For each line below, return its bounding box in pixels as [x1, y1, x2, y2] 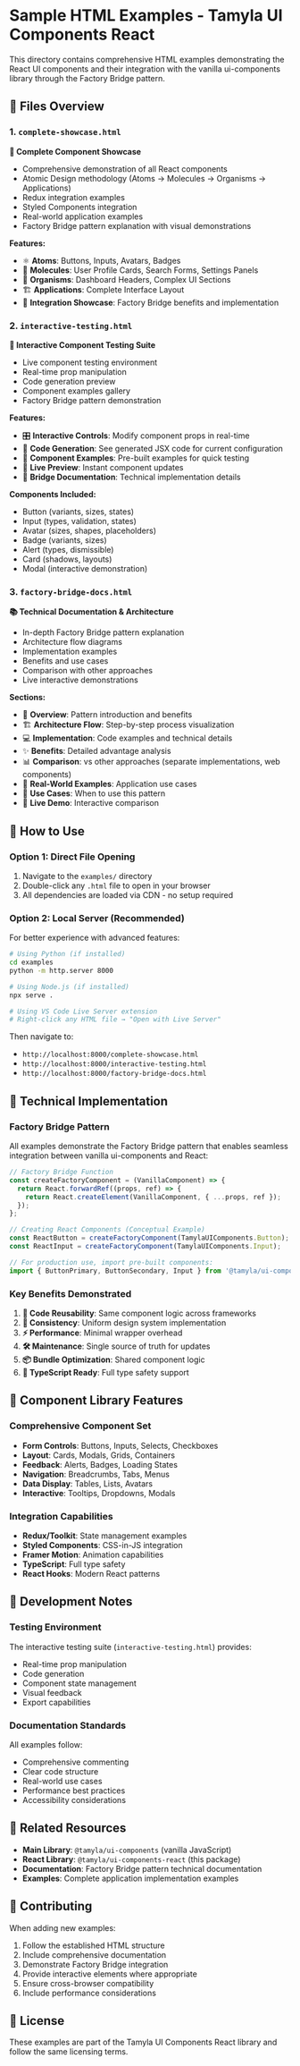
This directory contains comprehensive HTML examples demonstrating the [9, 54, 285, 64]
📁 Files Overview [9, 99, 104, 114]
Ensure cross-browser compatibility [21, 1977, 154, 1988]
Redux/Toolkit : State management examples [21, 1530, 187, 1541]
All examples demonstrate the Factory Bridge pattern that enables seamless [9, 1141, 288, 1152]
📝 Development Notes [9, 1594, 133, 1610]
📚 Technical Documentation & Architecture [9, 606, 174, 617]
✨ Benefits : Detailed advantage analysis [21, 746, 171, 757]
